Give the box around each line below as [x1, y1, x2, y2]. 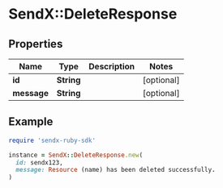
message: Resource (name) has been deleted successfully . [15, 166, 217, 174]
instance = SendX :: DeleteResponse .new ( [8, 151, 144, 159]
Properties [8, 37, 63, 51]
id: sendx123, [15, 158, 63, 166]
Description [88, 61, 135, 72]
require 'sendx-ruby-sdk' [8, 136, 96, 144]
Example [8, 115, 54, 129]
